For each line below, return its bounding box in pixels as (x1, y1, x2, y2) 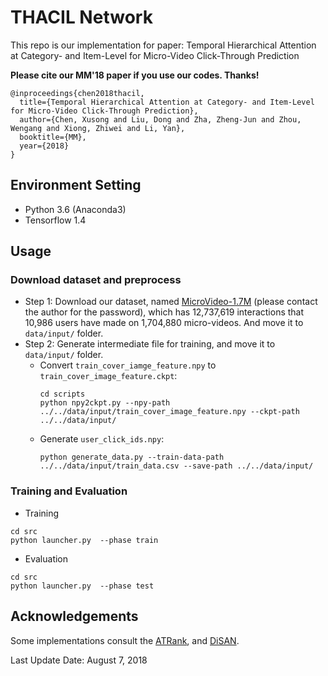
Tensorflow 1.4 (24, 214, 87, 226)
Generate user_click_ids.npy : (39, 433, 165, 445)
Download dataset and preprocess (10, 273, 182, 287)
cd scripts (39, 389, 86, 400)
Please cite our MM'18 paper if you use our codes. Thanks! (10, 69, 260, 81)
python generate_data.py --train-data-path (39, 452, 225, 463)
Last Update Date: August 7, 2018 (10, 654, 148, 666)
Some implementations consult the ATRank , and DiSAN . (10, 634, 240, 646)
